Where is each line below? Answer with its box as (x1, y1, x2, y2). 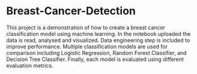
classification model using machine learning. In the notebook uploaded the (6, 30, 191, 37)
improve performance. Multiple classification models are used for (6, 43, 168, 50)
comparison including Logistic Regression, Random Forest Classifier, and (6, 49, 187, 56)
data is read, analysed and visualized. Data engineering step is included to (6, 36, 190, 44)
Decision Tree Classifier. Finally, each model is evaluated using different (6, 55, 184, 63)
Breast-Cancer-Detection (6, 4, 136, 18)
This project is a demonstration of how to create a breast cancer (6, 24, 165, 31)
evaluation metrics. (6, 61, 53, 69)
